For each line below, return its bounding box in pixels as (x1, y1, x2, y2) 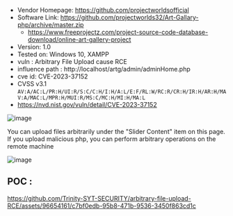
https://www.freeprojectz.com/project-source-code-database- (27, 28, 209, 36)
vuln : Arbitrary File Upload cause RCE (17, 58, 127, 65)
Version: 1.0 (17, 43, 51, 51)
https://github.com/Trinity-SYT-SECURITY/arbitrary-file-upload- (7, 194, 191, 202)
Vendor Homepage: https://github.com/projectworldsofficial (17, 6, 189, 14)
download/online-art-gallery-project (27, 35, 131, 44)
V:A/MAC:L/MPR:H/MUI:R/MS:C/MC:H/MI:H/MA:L (17, 94, 146, 101)
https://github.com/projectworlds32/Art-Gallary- (60, 13, 200, 22)
